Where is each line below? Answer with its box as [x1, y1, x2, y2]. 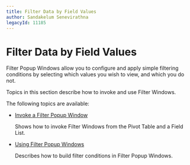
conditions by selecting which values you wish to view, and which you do [6, 71, 185, 78]
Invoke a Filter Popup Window [14, 112, 88, 119]
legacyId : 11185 [6, 20, 46, 25]
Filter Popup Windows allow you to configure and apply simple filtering [6, 64, 179, 72]
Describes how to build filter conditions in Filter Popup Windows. [14, 152, 173, 160]
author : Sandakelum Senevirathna [6, 14, 89, 20]
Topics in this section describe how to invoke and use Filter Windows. [6, 89, 176, 96]
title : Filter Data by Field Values [6, 8, 96, 15]
